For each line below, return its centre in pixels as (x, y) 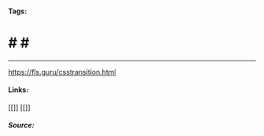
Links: (18, 90)
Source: (22, 125)
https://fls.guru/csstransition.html (62, 72)
